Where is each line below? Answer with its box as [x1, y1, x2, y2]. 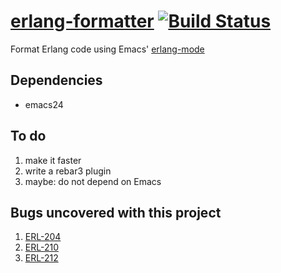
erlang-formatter [10, 10, 155, 33]
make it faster [24, 154, 82, 166]
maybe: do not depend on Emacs [24, 175, 162, 187]
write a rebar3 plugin [24, 165, 112, 177]
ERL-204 [24, 231, 62, 243]
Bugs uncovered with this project [10, 204, 222, 221]
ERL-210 [24, 241, 59, 254]
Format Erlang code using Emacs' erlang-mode [10, 43, 205, 55]
